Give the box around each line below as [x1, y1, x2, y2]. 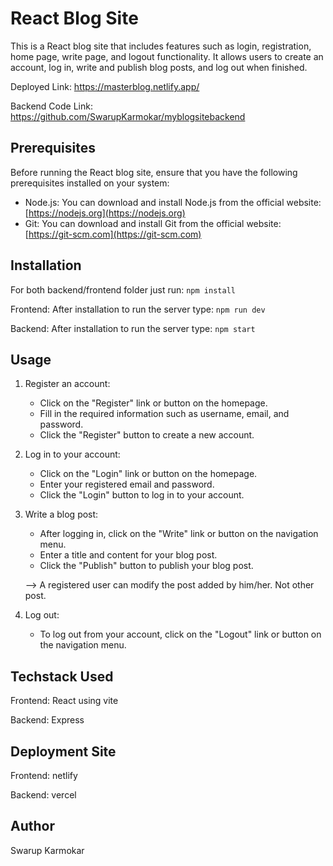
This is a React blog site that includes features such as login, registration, [10, 40, 312, 52]
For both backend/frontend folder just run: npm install [10, 283, 236, 296]
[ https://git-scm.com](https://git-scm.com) [24, 228, 202, 240]
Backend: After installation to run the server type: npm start [10, 322, 256, 334]
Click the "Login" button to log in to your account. [39, 489, 245, 501]
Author [10, 818, 55, 835]
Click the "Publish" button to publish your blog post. [39, 560, 254, 572]
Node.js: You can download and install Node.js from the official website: [24, 196, 322, 208]
